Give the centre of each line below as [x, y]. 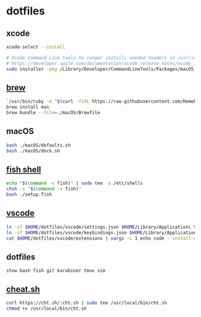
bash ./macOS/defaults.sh [38, 145]
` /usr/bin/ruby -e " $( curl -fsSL [48, 101]
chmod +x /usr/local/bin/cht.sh [46, 308]
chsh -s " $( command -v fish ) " [44, 189]
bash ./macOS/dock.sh [33, 151]
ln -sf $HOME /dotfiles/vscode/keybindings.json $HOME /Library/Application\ [103, 232]
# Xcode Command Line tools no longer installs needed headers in [91, 58]
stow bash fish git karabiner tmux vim [56, 271]
